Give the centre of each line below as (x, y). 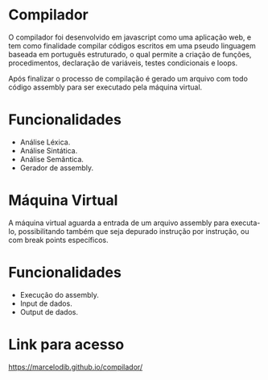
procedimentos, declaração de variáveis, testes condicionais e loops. (123, 63)
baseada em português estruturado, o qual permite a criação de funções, (130, 54)
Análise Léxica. (45, 142)
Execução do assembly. (59, 294)
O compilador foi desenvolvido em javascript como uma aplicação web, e (130, 37)
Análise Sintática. (49, 150)
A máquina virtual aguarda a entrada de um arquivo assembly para (119, 223)
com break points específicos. (58, 240)
